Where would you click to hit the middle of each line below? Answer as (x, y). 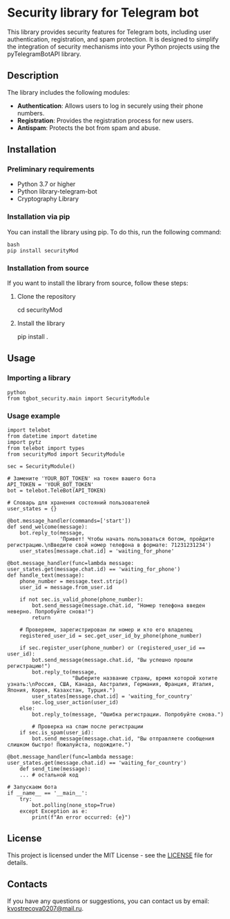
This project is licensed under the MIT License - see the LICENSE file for (110, 855)
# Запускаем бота (32, 787)
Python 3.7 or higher (46, 184)
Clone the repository (46, 297)
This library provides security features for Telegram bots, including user (109, 32)
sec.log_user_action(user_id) (75, 703)
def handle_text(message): (46, 575)
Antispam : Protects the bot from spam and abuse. (89, 128)
